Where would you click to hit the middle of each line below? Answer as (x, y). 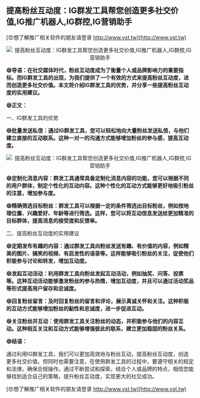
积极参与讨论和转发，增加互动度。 (48, 260)
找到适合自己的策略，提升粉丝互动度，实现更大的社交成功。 (84, 376)
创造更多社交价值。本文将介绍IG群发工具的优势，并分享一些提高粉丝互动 (100, 85)
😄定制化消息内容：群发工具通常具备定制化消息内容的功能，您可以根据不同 (98, 178)
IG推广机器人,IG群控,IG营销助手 (75, 22)
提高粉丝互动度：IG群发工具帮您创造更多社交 (88, 11)
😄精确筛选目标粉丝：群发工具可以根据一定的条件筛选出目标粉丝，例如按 (95, 206)
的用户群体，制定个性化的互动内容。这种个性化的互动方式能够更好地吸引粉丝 (100, 185)
